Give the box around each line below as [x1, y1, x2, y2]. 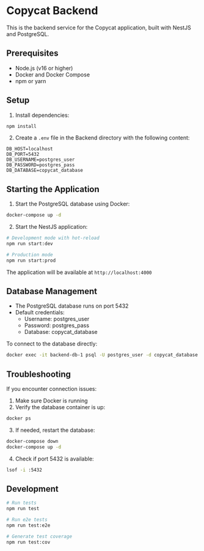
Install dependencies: [15, 111, 70, 119]
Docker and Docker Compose [15, 71, 90, 78]
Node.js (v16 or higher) [15, 64, 73, 72]
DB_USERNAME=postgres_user [6, 157, 75, 163]
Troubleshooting [6, 369, 71, 379]
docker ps [6, 415, 32, 422]
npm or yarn [15, 77, 46, 84]
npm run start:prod [6, 257, 56, 264]
